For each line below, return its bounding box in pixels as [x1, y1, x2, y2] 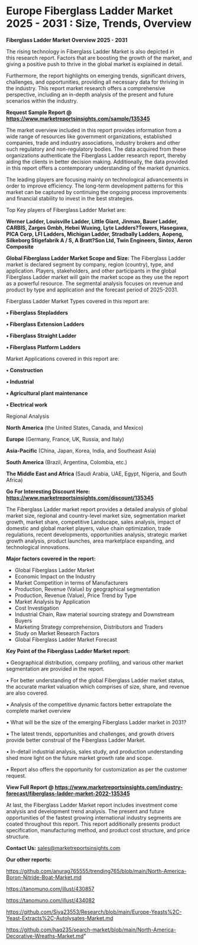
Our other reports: [6, 856, 52, 863]
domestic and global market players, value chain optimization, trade [6, 524, 171, 532]
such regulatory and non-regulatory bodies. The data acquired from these [6, 145, 186, 153]
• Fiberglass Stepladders [6, 309, 69, 316]
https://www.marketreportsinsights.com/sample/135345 [6, 115, 150, 122]
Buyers [14, 617, 33, 624]
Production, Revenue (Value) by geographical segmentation [14, 585, 161, 592]
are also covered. [6, 689, 48, 696]
